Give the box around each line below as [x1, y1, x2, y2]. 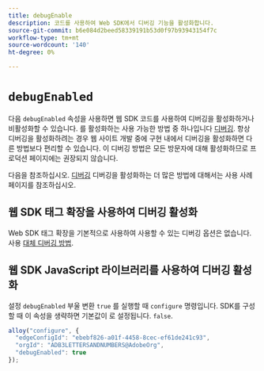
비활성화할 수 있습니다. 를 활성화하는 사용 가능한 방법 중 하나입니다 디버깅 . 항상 [8, 124, 251, 133]
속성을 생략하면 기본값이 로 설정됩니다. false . [32, 311, 173, 320]
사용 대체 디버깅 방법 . [8, 238, 74, 247]
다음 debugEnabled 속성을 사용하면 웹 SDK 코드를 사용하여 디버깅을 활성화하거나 [8, 113, 255, 123]
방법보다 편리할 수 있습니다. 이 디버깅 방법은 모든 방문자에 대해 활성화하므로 [16, 143, 249, 153]
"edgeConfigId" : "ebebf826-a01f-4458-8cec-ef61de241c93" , [15, 334, 211, 342]
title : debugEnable [8, 11, 73, 20]
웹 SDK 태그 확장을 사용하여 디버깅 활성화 [8, 205, 198, 219]
